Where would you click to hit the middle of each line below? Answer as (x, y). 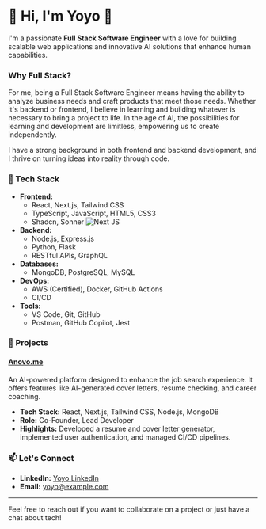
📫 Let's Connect (41, 458)
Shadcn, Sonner (58, 222)
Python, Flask (54, 247)
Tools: (30, 306)
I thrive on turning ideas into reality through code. (89, 158)
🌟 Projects (28, 343)
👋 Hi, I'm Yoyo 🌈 (61, 16)
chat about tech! (35, 517)
